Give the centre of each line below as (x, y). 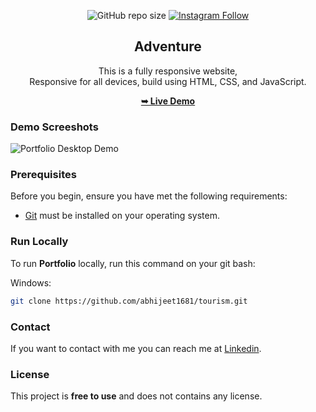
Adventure (168, 46)
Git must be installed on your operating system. (122, 216)
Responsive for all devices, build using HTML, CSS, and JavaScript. (168, 81)
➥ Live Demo (168, 101)
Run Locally (39, 242)
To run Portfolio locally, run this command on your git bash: (133, 263)
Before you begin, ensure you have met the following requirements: (149, 196)
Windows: (31, 282)
